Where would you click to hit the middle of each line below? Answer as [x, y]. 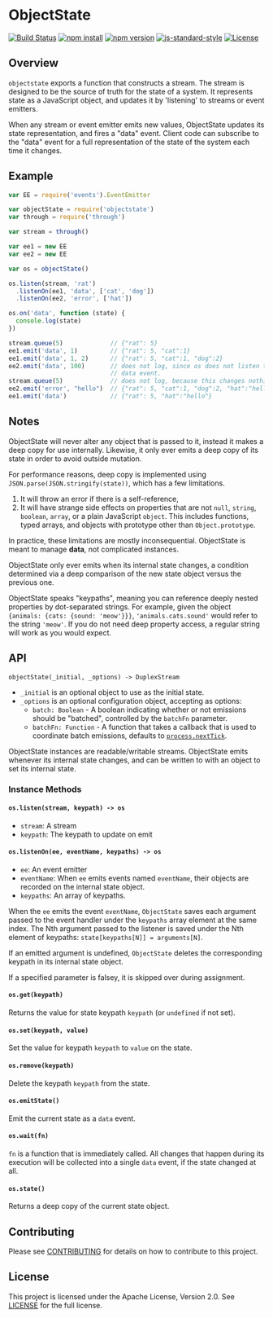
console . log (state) [49, 321]
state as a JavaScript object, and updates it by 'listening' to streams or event [136, 100]
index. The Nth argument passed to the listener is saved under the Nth [126, 928]
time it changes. [35, 150]
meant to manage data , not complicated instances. [93, 549]
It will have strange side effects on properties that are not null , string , [138, 507]
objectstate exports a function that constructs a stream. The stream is [127, 82]
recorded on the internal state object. [82, 886]
